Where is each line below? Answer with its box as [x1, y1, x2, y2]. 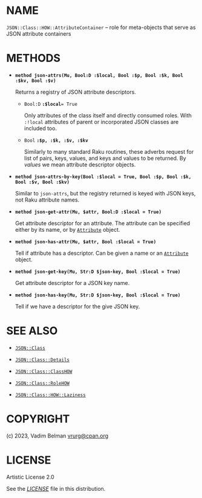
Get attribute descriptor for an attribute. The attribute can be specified [15, 219, 191, 227]
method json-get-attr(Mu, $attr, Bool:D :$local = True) [15, 209, 162, 215]
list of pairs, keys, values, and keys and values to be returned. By [24, 154, 186, 162]
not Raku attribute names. [15, 196, 80, 203]
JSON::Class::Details [15, 356, 70, 363]
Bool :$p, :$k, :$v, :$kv [24, 137, 89, 143]
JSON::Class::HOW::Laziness [15, 392, 86, 398]
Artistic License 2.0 [6, 473, 54, 480]
